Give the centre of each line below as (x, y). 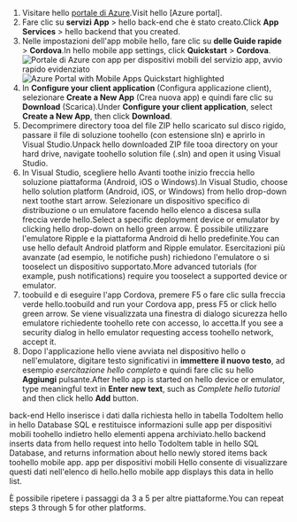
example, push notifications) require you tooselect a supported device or (154, 276)
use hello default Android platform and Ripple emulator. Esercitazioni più (153, 248)
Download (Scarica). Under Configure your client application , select (147, 107)
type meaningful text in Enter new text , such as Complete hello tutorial (151, 389)
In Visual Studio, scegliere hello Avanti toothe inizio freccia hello (138, 173)
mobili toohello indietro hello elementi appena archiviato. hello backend (138, 434)
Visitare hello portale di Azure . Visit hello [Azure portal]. (122, 13)
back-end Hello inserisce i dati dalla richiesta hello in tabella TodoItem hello (146, 415)
